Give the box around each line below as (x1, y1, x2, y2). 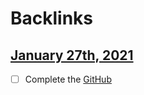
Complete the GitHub (24, 73, 112, 85)
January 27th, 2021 (10, 47, 134, 64)
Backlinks (10, 7, 94, 30)
